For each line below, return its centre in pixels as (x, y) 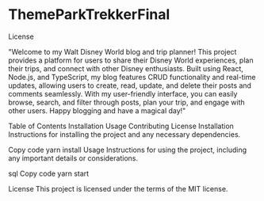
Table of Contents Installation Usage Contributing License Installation (121, 126)
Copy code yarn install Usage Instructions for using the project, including (128, 150)
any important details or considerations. (73, 158)
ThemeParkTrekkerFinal (89, 15)
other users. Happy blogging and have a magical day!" (97, 110)
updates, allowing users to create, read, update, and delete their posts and (130, 85)
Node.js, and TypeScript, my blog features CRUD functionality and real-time (132, 77)
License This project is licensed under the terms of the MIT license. (118, 188)
